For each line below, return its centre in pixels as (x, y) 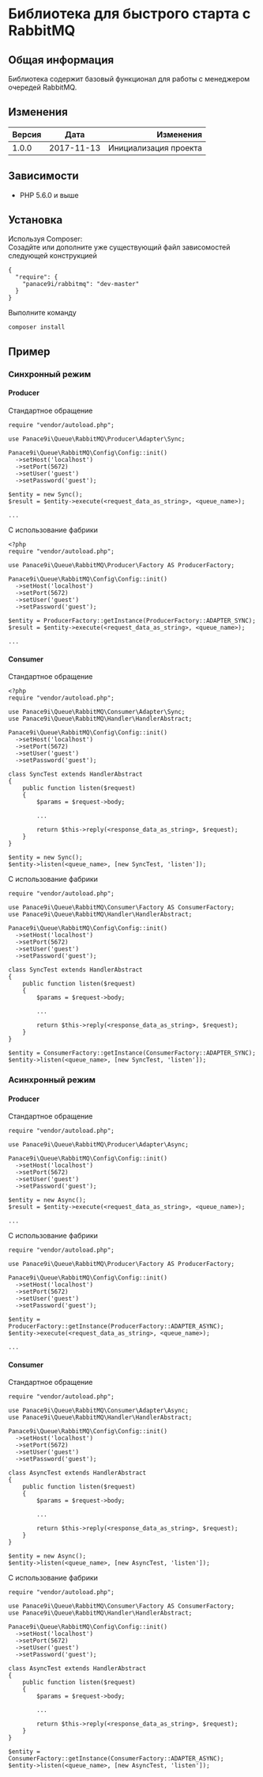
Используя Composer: (45, 239)
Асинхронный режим (52, 1080)
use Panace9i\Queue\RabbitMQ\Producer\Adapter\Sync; (97, 439)
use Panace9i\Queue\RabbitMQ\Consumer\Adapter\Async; (99, 1411)
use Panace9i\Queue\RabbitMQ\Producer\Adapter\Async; (99, 1145)
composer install (37, 327)
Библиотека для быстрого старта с (130, 14)
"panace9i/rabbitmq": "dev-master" (81, 284)
